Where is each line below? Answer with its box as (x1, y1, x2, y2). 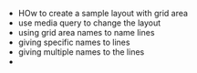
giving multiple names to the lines (17, 47, 145, 57)
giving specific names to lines (17, 36, 130, 47)
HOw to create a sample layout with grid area (17, 8, 189, 18)
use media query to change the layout (17, 17, 161, 28)
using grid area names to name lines (17, 27, 155, 37)
